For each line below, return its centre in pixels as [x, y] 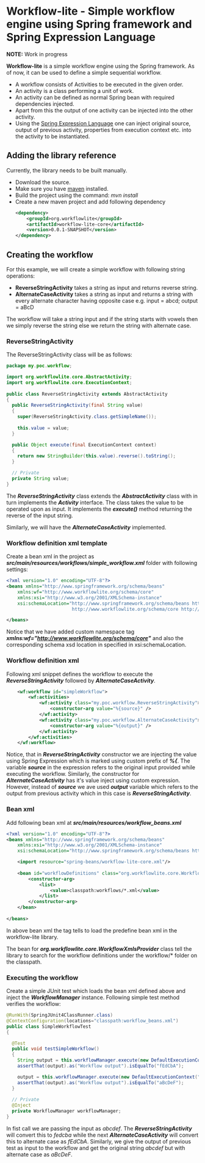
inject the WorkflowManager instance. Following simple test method [93, 997]
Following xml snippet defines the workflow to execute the [80, 674]
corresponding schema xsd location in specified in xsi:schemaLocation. [96, 645]
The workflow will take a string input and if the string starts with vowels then [102, 319]
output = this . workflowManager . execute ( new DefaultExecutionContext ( [108, 1077]
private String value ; [41, 479]
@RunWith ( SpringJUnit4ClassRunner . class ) [60, 1015]
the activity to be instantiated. [52, 136]
